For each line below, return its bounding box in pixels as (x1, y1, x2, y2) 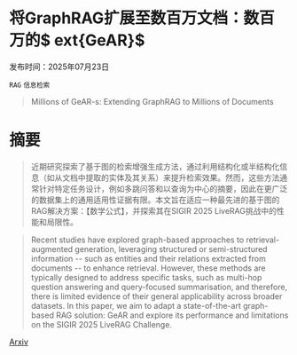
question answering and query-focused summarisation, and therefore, (30, 281, 288, 292)
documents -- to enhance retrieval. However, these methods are (30, 263, 266, 273)
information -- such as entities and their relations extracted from (30, 253, 266, 264)
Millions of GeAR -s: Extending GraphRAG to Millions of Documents (30, 96, 274, 106)
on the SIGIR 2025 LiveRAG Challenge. (30, 319, 173, 329)
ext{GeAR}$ (53, 30, 145, 51)
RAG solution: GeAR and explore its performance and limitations (56, 310, 289, 320)
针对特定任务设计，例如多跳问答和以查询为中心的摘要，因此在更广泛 (38, 183, 288, 193)
